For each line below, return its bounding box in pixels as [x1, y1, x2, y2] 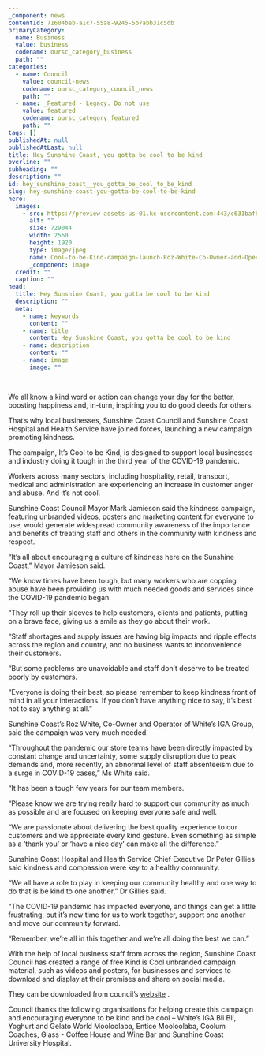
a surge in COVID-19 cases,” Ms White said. [8, 768, 151, 777]
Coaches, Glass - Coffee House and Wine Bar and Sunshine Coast [8, 1030, 224, 1039]
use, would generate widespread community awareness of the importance [8, 520, 251, 529]
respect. [8, 537, 35, 546]
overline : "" [8, 158, 51, 166]
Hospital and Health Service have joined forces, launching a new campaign [8, 423, 252, 434]
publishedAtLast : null [8, 144, 83, 151]
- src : [22, 210, 44, 218]
